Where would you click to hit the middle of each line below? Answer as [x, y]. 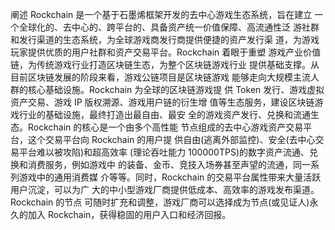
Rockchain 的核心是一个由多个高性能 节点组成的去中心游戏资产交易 [165, 127]
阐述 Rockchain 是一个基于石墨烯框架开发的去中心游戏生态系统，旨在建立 [161, 14]
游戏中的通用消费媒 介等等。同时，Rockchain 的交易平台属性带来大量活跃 [170, 177]
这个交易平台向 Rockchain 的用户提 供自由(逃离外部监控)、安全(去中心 [171, 139]
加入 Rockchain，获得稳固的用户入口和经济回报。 [129, 214]
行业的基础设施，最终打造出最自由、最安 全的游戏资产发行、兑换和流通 [164, 114]
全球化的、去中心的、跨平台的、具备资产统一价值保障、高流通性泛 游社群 [169, 27]
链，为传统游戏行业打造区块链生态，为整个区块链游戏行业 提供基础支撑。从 [165, 64]
